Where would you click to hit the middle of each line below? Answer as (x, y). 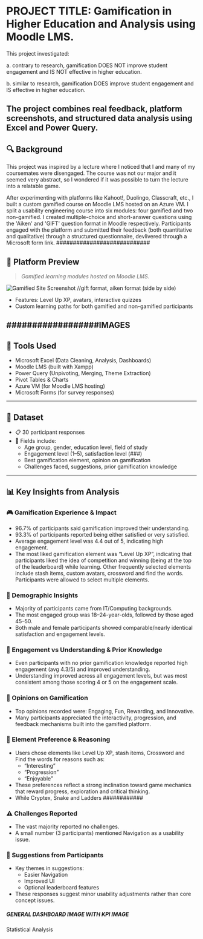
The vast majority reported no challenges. (67, 826)
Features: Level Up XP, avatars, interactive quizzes (78, 299)
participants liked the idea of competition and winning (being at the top (103, 560)
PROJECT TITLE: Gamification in (89, 11)
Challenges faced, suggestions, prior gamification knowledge (100, 466)
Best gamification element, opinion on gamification (87, 460)
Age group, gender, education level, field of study (86, 447)
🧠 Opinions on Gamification (47, 698)
